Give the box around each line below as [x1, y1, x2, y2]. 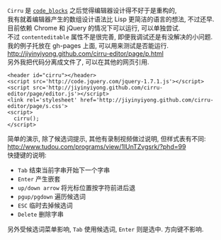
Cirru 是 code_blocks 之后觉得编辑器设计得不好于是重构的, [7, 6, 177, 14]
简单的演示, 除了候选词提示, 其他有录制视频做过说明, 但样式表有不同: [7, 135, 206, 143]
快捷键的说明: [7, 151, 47, 159]
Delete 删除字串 [17, 210, 64, 218]
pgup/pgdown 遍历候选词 [17, 193, 86, 200]
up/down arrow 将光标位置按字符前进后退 [17, 184, 136, 192]
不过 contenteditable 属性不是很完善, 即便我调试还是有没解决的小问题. [7, 32, 213, 41]
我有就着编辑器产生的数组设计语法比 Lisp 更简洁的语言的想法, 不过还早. [7, 15, 215, 23]
